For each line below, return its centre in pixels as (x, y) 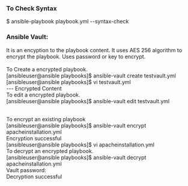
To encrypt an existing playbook (46, 119)
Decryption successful (34, 176)
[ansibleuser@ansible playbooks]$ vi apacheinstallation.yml (80, 145)
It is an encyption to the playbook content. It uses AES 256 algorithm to (94, 50)
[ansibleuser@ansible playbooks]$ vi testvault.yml (68, 82)
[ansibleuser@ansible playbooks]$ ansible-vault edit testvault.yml (88, 101)
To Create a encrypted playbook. (47, 69)
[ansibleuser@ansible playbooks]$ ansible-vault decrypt (76, 157)
